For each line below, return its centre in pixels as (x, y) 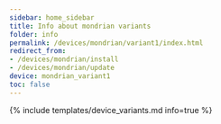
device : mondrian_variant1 (60, 76)
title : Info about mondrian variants (80, 26)
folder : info (34, 34)
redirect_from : (38, 51)
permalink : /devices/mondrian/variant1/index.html (106, 43)
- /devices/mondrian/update (62, 68)
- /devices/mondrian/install (64, 59)
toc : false (30, 84)
